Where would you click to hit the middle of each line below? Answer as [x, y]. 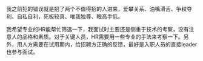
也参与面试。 [22, 52]
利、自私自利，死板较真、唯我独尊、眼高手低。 [65, 16]
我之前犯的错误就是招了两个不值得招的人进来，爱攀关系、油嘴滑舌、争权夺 [99, 9]
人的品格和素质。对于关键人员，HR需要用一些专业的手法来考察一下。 [97, 37]
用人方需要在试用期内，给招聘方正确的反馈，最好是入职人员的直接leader [107, 44]
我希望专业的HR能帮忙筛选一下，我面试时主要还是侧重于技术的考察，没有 [98, 29]
